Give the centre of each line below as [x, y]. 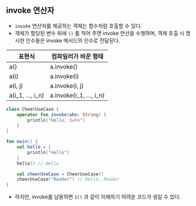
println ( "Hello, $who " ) [56, 120]
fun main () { [22, 142]
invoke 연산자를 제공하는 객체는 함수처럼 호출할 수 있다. [78, 26]
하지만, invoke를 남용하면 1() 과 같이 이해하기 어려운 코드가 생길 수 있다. [98, 197]
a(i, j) [16, 86]
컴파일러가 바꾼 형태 [77, 56]
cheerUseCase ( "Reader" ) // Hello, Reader [68, 180]
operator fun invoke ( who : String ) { [62, 114]
